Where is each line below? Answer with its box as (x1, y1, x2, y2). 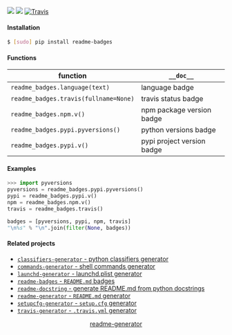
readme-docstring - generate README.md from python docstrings (17, 284, 205, 292)
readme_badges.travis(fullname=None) (10, 95, 135, 103)
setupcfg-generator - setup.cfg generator (17, 298, 137, 307)
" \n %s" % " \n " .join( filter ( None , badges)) (7, 224, 131, 231)
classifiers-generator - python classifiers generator (17, 255, 169, 263)
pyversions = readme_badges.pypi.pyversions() (7, 186, 144, 193)
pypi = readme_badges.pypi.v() (7, 192, 97, 200)
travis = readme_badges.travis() (7, 205, 104, 212)
